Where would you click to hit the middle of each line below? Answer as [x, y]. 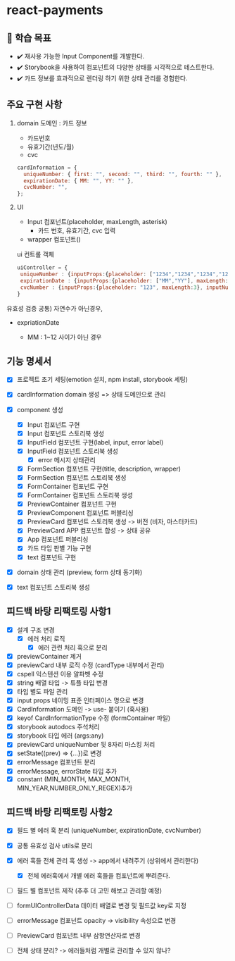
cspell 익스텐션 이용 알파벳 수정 [60, 674]
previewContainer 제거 [49, 656]
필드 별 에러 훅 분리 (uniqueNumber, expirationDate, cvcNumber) [109, 831]
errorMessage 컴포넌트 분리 [56, 762]
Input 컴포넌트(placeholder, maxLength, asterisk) [97, 222]
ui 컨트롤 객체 [35, 254]
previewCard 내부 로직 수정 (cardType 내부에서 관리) [90, 665]
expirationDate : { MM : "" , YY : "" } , [79, 181]
